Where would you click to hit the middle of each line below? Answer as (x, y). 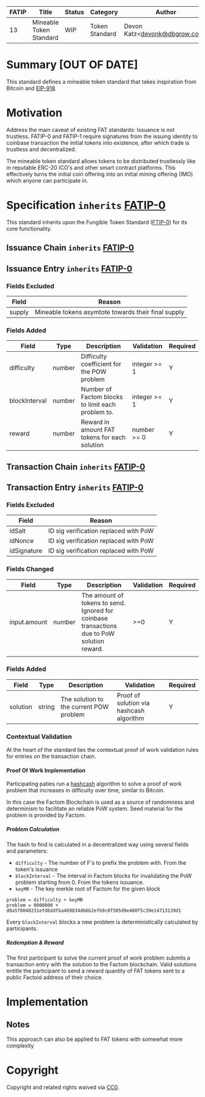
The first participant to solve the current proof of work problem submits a (98, 958)
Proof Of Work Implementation (46, 770)
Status (74, 12)
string (46, 707)
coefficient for (101, 364)
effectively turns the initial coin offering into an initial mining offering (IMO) (100, 174)
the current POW (85, 707)
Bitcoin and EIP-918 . (31, 88)
